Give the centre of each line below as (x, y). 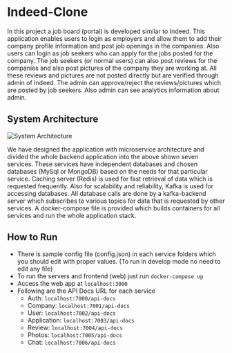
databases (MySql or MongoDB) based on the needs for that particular (108, 171)
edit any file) (35, 269)
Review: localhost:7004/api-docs (75, 327)
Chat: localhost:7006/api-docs (71, 342)
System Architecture (53, 119)
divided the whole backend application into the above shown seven (103, 156)
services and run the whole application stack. (72, 215)
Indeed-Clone (48, 12)
